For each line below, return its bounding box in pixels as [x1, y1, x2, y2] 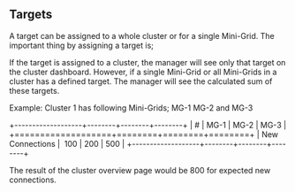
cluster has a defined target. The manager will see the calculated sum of [9, 75, 273, 87]
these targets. [9, 85, 60, 96]
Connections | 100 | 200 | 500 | [9, 138, 125, 149]
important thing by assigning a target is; [9, 40, 155, 50]
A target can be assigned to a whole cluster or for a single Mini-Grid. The [9, 30, 276, 41]
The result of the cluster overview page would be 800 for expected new [9, 165, 271, 175]
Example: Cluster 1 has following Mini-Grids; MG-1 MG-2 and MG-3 [9, 102, 253, 113]
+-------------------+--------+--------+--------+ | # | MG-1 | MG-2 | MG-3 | [9, 119, 287, 130]
